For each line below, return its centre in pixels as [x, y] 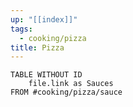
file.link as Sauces [71, 84]
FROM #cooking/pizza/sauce [66, 92]
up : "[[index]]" [44, 19]
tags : [21, 29]
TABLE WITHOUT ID [46, 75]
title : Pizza [37, 47]
